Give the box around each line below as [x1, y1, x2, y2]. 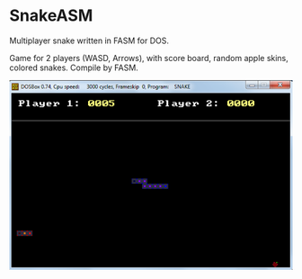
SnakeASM [9, 5, 93, 26]
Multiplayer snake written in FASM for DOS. [9, 35, 169, 46]
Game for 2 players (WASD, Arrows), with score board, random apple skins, [9, 52, 289, 63]
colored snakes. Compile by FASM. [9, 62, 139, 73]
